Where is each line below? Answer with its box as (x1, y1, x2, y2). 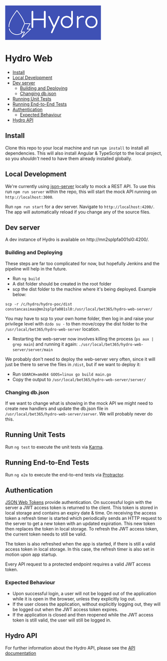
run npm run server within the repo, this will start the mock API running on (5, 188, 157, 194)
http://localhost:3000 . (5, 193, 54, 200)
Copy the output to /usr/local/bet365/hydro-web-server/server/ (12, 376, 146, 382)
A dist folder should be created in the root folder (12, 280, 112, 286)
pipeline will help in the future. (5, 265, 67, 271)
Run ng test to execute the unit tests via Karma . (5, 443, 104, 450)
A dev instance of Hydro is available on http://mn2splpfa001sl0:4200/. (5, 236, 150, 242)
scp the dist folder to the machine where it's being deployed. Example (12, 286, 156, 292)
